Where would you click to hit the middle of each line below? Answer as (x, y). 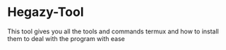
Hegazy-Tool (46, 12)
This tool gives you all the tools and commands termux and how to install (113, 31)
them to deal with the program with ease (66, 38)
